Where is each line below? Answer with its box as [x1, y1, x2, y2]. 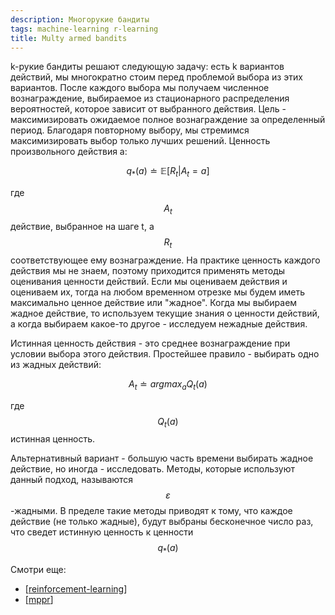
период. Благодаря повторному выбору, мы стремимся [10, 124, 250, 136]
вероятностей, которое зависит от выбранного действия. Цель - [10, 103, 287, 115]
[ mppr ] [24, 594, 54, 606]
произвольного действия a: [10, 146, 128, 158]
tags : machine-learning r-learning [10, 24, 159, 34]
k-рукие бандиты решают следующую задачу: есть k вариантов [10, 61, 285, 73]
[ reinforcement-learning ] [24, 583, 128, 595]
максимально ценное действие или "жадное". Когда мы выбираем [10, 296, 298, 308]
